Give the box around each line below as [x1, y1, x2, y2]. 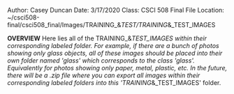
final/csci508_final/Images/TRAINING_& [7, 21, 122, 29]
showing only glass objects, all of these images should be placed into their [7, 49, 223, 57]
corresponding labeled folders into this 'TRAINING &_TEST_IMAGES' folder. [7, 79, 221, 86]
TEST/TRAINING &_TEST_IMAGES [121, 21, 216, 29]
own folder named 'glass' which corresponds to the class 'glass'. [7, 56, 196, 65]
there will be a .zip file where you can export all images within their [7, 71, 200, 79]
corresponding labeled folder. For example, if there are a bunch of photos [7, 42, 219, 49]
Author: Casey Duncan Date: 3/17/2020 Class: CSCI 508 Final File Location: [7, 6, 225, 14]
